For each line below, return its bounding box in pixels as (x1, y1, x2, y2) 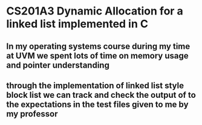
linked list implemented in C (6, 17, 148, 31)
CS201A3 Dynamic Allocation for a (6, 4, 183, 18)
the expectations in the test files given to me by (6, 99, 189, 109)
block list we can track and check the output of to (6, 89, 197, 100)
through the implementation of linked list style (6, 80, 184, 91)
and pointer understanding (6, 60, 110, 70)
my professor (6, 109, 58, 119)
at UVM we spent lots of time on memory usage (6, 50, 189, 61)
